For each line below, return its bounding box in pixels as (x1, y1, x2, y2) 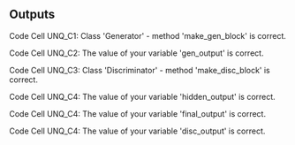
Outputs (9, 7, 56, 22)
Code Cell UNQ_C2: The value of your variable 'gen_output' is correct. (9, 48, 264, 58)
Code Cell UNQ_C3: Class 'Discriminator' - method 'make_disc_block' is (9, 65, 271, 75)
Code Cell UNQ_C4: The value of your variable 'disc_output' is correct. (9, 126, 266, 136)
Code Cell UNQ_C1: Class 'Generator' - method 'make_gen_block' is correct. (9, 30, 287, 41)
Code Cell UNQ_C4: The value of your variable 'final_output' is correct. (9, 108, 267, 118)
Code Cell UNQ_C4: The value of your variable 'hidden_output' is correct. (9, 91, 276, 102)
